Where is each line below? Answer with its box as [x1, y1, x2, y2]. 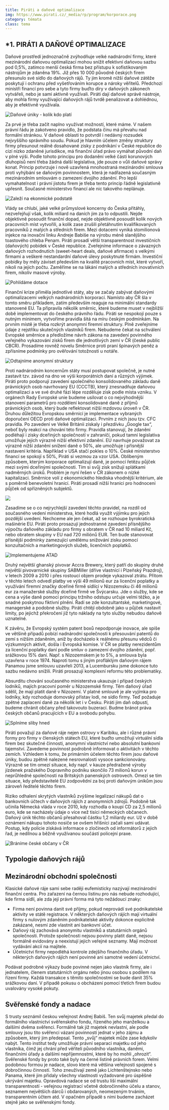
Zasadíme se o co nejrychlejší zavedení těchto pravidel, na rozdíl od [5, 505, 146, 511]
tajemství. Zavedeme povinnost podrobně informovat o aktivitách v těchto [5, 746, 159, 752]
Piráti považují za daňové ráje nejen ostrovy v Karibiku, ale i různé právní [5, 730, 156, 736]
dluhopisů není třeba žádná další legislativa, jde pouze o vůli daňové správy [5, 159, 162, 165]
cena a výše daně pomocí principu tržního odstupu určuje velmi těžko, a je [5, 594, 160, 600]
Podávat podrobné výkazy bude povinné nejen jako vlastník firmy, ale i [5, 964, 152, 970]
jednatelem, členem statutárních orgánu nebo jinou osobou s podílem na [5, 969, 156, 975]
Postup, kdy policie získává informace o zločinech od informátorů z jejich [5, 825, 157, 831]
